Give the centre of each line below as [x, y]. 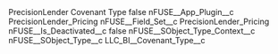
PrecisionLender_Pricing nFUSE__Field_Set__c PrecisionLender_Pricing [139, 21]
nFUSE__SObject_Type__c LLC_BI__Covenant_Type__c [107, 40]
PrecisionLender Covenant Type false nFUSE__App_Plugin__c [121, 12]
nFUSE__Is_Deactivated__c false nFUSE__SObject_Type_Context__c [132, 31]
